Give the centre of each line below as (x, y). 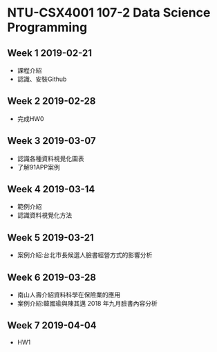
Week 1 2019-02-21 (49, 53)
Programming (47, 27)
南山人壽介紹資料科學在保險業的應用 (69, 295)
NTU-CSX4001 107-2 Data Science (109, 13)
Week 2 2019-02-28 (51, 101)
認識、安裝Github (42, 79)
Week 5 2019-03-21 (51, 238)
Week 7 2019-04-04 (52, 325)
